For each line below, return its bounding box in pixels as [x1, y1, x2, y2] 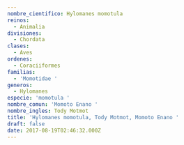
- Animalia [13, 23, 45, 30]
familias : [7, 68, 36, 75]
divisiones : [7, 29, 42, 37]
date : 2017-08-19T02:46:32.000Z [7, 127, 101, 134]
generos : [7, 82, 33, 89]
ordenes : [7, 56, 33, 63]
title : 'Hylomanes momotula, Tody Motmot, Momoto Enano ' [7, 114, 179, 121]
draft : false [7, 120, 45, 128]
